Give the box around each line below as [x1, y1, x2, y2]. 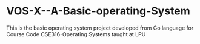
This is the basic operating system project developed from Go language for [6, 24, 194, 31]
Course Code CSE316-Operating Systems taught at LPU [6, 30, 146, 37]
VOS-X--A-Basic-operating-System [6, 4, 191, 18]
